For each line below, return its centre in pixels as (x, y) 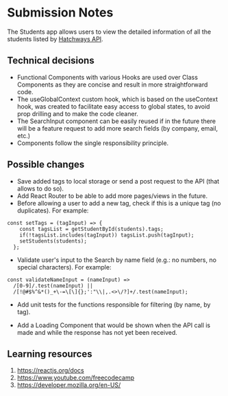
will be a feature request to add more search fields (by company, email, (117, 128)
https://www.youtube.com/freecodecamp (76, 378)
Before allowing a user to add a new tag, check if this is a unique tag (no (119, 203)
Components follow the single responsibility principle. (93, 143)
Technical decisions (51, 61)
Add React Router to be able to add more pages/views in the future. (112, 196)
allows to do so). (40, 188)
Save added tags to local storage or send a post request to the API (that (118, 181)
